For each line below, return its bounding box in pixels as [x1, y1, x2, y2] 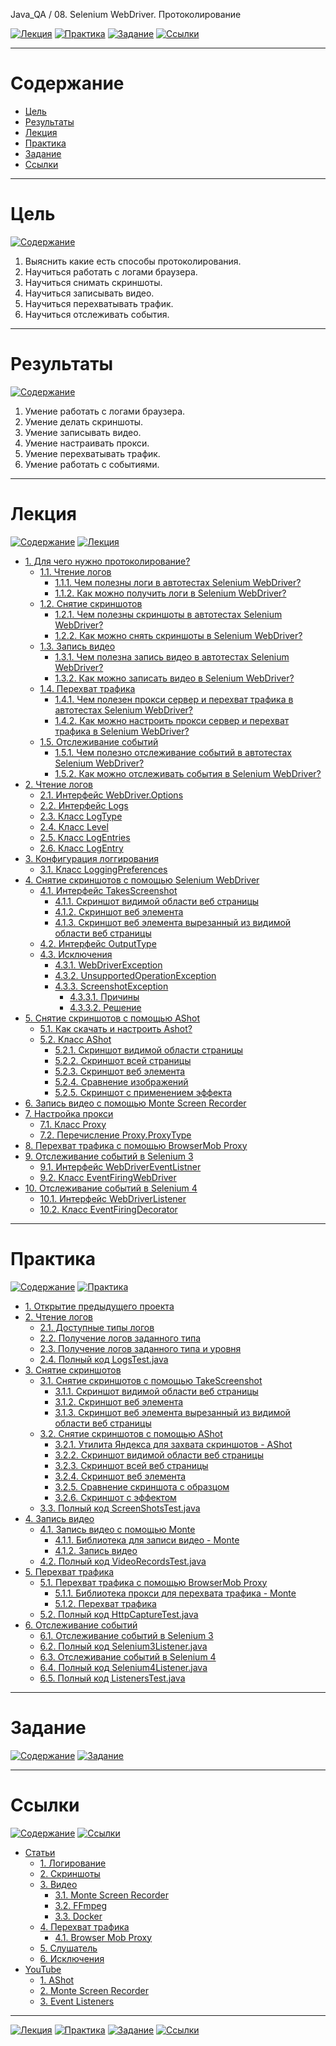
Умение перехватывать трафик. [24, 447, 161, 459]
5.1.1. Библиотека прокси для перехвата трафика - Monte [54, 1587, 297, 1599]
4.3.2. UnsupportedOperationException [54, 969, 217, 981]
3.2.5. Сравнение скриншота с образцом [54, 1480, 230, 1493]
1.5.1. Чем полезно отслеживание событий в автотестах [54, 746, 292, 758]
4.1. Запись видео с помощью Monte [39, 1523, 196, 1535]
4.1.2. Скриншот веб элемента [54, 905, 184, 918]
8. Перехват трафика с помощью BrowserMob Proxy [24, 1139, 248, 1151]
